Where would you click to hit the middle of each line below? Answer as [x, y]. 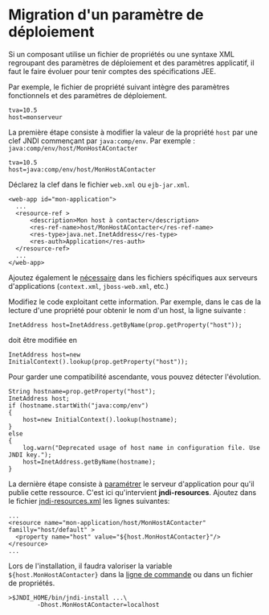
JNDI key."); [30, 455]
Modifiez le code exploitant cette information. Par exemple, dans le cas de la [135, 301]
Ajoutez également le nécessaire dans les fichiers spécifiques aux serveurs [133, 277]
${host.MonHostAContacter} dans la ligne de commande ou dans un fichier [131, 574]
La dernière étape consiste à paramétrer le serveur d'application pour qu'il [131, 484]
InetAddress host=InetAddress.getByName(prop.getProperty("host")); [125, 325]
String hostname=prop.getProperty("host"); [82, 391]
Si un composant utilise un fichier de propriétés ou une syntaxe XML [122, 54]
